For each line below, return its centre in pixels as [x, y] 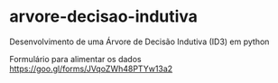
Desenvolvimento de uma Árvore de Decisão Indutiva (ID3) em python [139, 41]
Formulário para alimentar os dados [75, 59]
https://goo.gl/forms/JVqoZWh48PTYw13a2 [91, 69]
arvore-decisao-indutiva [104, 17]
